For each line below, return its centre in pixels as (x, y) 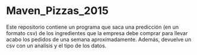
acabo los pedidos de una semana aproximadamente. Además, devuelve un (99, 39)
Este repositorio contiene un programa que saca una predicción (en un (93, 27)
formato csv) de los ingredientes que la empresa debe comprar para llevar (97, 33)
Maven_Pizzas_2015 (57, 11)
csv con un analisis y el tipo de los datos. (56, 46)
